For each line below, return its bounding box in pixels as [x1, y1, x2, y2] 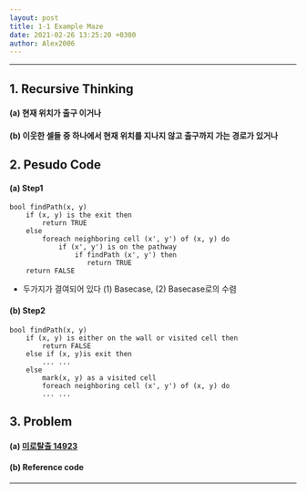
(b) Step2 [9, 305, 46, 316]
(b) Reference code [9, 462, 85, 473]
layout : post [9, 13, 59, 23]
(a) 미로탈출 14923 [9, 440, 78, 451]
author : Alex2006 [9, 38, 76, 48]
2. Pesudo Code [9, 157, 102, 173]
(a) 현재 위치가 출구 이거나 [9, 108, 102, 118]
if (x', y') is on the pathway [57, 242, 178, 252]
